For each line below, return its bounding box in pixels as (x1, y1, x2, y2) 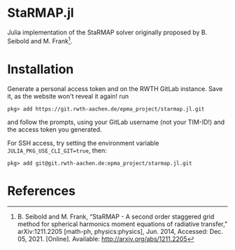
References (7, 183, 76, 199)
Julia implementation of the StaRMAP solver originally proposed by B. (7, 28, 208, 36)
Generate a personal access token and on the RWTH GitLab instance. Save (7, 84, 223, 92)
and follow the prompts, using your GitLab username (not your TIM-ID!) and (7, 118, 225, 126)
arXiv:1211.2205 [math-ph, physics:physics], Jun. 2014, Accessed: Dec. (17, 228, 224, 236)
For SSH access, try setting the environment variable (7, 139, 159, 147)
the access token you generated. (7, 125, 103, 134)
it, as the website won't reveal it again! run (7, 92, 129, 100)
